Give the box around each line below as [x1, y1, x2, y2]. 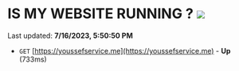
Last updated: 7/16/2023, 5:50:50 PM [7, 31, 133, 40]
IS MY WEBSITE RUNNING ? [7, 5, 194, 23]
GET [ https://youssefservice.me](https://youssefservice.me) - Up [18, 46, 231, 55]
